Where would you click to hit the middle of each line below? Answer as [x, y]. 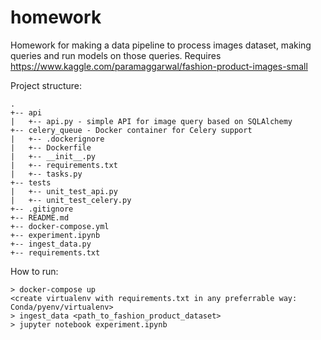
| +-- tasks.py [46, 174]
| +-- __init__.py [53, 156]
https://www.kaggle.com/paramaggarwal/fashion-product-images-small [159, 66]
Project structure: [46, 85]
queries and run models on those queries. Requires [116, 55]
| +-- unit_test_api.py [64, 191]
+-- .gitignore [42, 209]
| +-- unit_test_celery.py [71, 200]
